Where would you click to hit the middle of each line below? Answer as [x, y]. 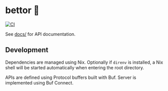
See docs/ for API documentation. [40, 34]
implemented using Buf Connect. [39, 82]
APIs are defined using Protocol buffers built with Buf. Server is [71, 77]
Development [27, 50]
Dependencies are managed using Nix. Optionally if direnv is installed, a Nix [84, 62]
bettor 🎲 [22, 10]
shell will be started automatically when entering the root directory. [75, 67]
